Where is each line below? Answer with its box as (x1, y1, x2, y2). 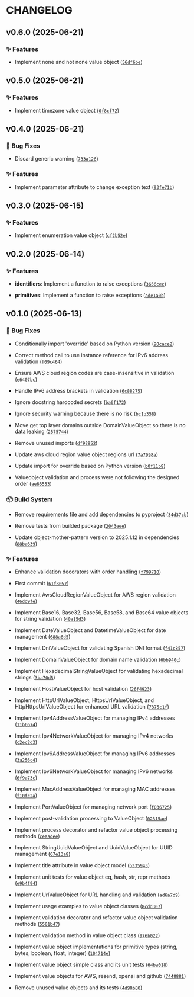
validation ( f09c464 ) (14, 358, 63, 365)
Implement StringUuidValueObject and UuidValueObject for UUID (14, 844, 173, 851)
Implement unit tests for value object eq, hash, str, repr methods (14, 873, 171, 880)
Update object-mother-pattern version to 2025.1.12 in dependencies (14, 534, 180, 541)
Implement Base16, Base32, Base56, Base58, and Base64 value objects (14, 609, 189, 616)
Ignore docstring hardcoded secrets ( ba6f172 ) (14, 398, 126, 406)
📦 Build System (6, 495, 53, 504)
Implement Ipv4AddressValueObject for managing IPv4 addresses (14, 714, 175, 722)
